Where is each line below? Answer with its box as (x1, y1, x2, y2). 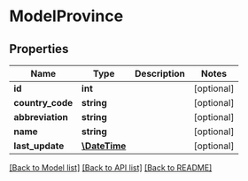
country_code (13, 97, 74, 109)
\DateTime (81, 140, 127, 152)
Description (134, 68, 186, 79)
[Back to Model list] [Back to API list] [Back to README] (9, 162, 213, 173)
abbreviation (13, 111, 69, 123)
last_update (13, 140, 65, 152)
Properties (9, 41, 69, 57)
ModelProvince (9, 6, 124, 26)
